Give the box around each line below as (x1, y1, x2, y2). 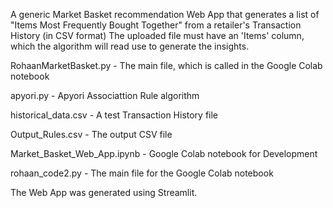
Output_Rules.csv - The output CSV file (10, 129, 173, 140)
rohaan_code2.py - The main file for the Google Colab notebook (10, 167, 274, 179)
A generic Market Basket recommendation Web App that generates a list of (10, 9, 320, 20)
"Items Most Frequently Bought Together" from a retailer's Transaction (10, 19, 302, 31)
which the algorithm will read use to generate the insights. (10, 40, 250, 52)
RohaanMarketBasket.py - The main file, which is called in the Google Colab (10, 60, 323, 71)
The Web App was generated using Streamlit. (10, 187, 198, 198)
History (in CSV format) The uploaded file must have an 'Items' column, (10, 30, 305, 41)
